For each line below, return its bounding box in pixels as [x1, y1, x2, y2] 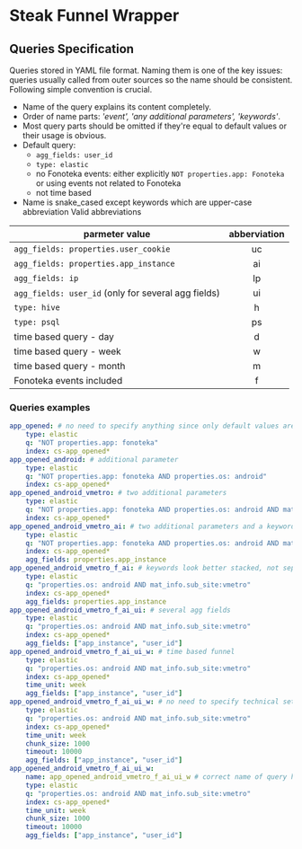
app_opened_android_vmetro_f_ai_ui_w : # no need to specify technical [9, 697, 280, 706]
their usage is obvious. [22, 130, 107, 140]
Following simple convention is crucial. [9, 84, 153, 94]
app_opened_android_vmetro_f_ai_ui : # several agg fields [9, 606, 231, 615]
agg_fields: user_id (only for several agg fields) [13, 287, 220, 299]
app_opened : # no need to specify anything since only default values [9, 421, 280, 431]
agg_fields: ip [13, 273, 79, 283]
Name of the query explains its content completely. [22, 102, 212, 112]
